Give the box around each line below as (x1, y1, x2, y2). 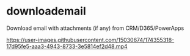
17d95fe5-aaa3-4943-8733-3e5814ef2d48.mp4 (6, 43, 128, 50)
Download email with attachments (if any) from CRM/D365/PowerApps (6, 24, 185, 32)
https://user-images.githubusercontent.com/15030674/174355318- (6, 36, 175, 43)
